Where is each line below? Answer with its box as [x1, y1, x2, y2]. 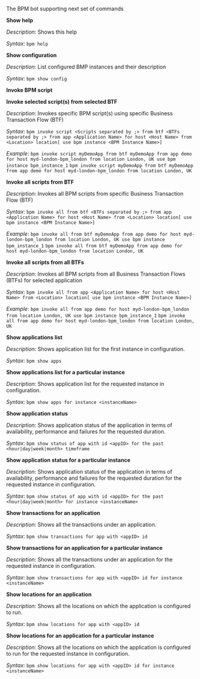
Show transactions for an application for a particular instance [6, 545, 163, 551]
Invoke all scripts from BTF [6, 178, 74, 186]
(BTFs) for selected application [6, 277, 83, 284]
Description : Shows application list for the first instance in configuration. [6, 345, 185, 352]
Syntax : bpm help [6, 40, 49, 47]
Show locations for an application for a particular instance [6, 632, 154, 639]
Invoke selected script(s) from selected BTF [6, 98, 118, 105]
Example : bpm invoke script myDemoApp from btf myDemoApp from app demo [6, 150, 192, 157]
